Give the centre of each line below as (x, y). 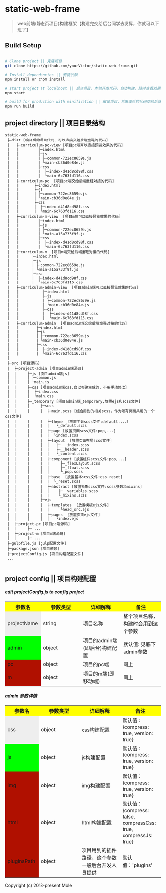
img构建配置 (96, 785)
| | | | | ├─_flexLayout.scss (54, 463)
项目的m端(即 (99, 674)
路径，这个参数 (99, 858)
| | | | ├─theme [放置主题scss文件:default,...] (68, 422)
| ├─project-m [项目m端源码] (36, 534)
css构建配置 (96, 730)
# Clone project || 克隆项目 (34, 61)
